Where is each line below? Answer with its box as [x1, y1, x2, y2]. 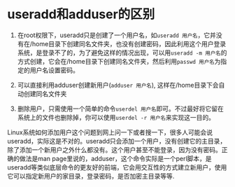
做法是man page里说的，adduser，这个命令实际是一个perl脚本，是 [19, 154, 212, 162]
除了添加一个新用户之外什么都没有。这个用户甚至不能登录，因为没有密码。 [7, 145, 222, 154]
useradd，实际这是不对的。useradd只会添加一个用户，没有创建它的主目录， [7, 137, 227, 145]
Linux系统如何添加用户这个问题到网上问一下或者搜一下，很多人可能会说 [7, 127, 213, 137]
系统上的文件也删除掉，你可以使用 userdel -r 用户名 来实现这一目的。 [17, 113, 215, 121]
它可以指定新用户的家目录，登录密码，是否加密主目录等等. [7, 172, 175, 180]
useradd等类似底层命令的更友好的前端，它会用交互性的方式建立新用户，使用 [7, 162, 227, 172]
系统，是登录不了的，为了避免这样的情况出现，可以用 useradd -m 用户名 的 [17, 48, 227, 57]
